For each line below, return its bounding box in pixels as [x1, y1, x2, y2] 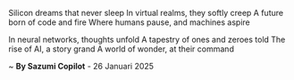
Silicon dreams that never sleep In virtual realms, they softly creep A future [8, 8, 283, 18]
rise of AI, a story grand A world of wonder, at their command [8, 44, 234, 54]
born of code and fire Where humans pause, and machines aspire [8, 17, 251, 28]
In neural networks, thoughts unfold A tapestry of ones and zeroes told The [8, 35, 286, 44]
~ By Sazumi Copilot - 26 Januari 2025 [8, 61, 154, 71]
